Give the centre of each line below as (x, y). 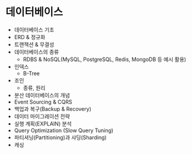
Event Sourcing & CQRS (43, 102)
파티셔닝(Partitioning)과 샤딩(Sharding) (60, 137)
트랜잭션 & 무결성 (34, 44)
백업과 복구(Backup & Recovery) (52, 109)
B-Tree (31, 73)
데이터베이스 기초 (34, 30)
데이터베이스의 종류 (36, 52)
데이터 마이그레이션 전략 (42, 116)
